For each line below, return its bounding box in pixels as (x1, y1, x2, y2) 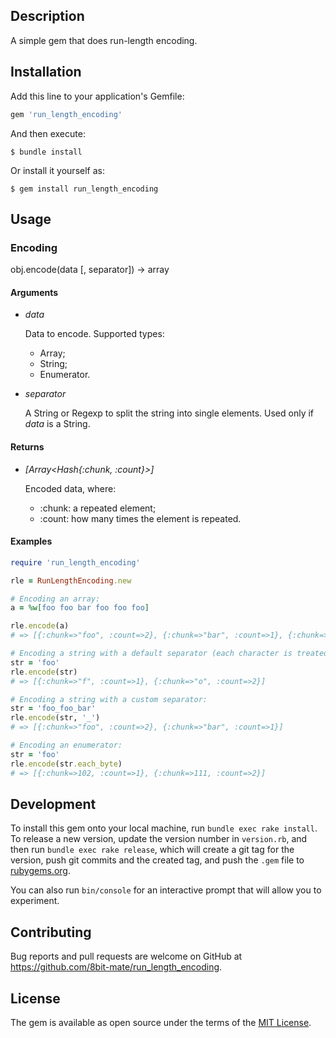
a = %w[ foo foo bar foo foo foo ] (10, 603, 150, 613)
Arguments (10, 286, 59, 298)
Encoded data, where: (24, 482, 117, 494)
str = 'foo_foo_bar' (10, 704, 97, 714)
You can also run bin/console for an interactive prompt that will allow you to (10, 884, 322, 896)
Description (10, 8, 85, 25)
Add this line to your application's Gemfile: (10, 90, 185, 102)
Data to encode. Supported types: (24, 328, 165, 340)
